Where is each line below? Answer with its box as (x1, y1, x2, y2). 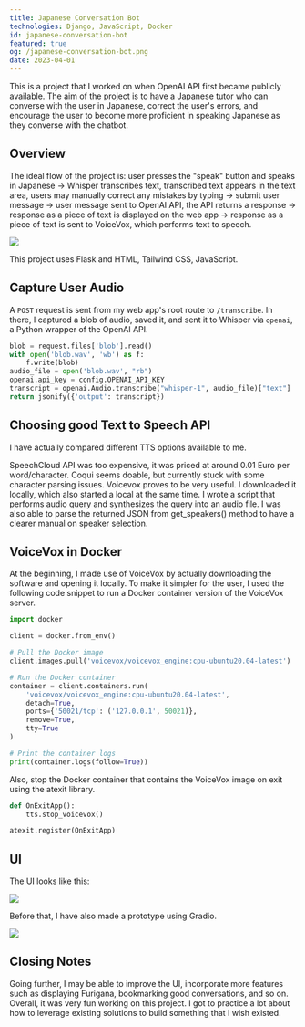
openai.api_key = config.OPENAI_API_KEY (9, 375, 166, 384)
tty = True (25, 724, 59, 733)
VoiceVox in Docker (9, 544, 123, 560)
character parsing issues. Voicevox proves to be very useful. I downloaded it (9, 478, 297, 489)
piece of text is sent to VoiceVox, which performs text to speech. (9, 218, 252, 229)
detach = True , (25, 698, 76, 707)
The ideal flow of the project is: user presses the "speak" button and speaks (9, 170, 296, 181)
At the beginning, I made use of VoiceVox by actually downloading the (9, 568, 272, 580)
